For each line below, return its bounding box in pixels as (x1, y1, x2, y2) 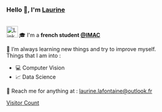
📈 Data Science (15, 73, 56, 81)
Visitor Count (6, 99, 40, 107)
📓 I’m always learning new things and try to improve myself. (6, 46, 156, 53)
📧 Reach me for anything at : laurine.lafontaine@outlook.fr (6, 88, 153, 95)
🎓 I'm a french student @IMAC (19, 32, 101, 39)
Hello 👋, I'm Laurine (6, 5, 65, 14)
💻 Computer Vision (15, 64, 65, 72)
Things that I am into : (6, 52, 61, 60)
